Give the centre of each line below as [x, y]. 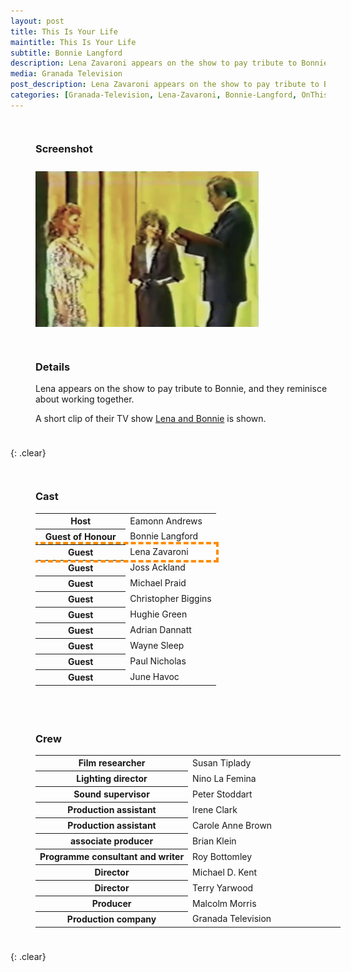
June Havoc [154, 677]
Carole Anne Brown [232, 825]
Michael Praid [158, 583]
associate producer [111, 841]
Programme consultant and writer [112, 857]
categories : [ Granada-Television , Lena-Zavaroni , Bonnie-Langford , [154, 95]
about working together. [85, 399]
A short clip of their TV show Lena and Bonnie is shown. [151, 419]
